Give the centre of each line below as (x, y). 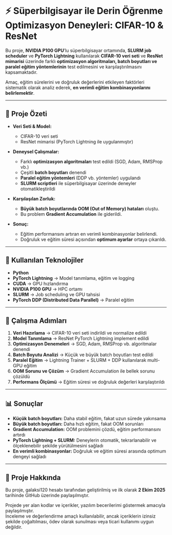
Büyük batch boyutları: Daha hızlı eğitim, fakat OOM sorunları (78, 424)
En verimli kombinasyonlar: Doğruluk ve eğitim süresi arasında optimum (89, 451)
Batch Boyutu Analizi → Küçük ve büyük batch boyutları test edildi (83, 355)
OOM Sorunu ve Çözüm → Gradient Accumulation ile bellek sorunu (84, 371)
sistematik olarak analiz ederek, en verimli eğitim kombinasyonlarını (78, 87)
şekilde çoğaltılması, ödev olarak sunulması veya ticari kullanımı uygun (80, 521)
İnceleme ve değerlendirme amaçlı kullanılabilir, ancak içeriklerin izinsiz (81, 516)
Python (21, 273)
